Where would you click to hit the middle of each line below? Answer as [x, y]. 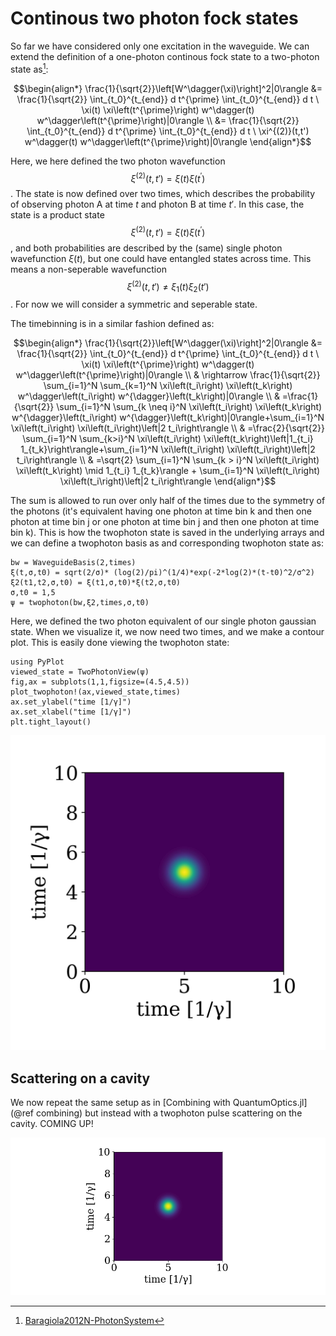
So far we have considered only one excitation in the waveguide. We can [160, 46]
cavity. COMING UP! [52, 1124]
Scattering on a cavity [80, 1078]
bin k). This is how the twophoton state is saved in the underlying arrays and [167, 533]
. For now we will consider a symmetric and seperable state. [134, 304]
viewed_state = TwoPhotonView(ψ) [80, 672]
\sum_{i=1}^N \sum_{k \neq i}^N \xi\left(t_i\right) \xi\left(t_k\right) [189, 407]
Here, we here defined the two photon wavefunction [118, 161]
